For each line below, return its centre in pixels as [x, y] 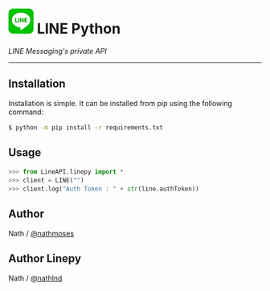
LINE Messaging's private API [57, 51]
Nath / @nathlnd [35, 278]
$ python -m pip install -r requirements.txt [86, 127]
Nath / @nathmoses [41, 233]
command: [26, 112]
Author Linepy [45, 258]
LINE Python [79, 29]
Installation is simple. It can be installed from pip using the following [121, 103]
